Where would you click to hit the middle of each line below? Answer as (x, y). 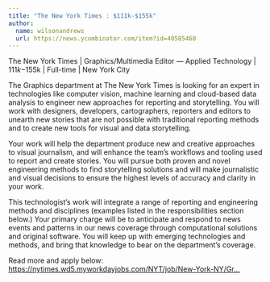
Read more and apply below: (56, 261)
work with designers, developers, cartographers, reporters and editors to (130, 111)
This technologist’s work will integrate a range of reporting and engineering (133, 202)
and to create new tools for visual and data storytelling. (100, 128)
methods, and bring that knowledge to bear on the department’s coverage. (132, 245)
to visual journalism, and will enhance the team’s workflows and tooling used (135, 152)
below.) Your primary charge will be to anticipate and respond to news (125, 219)
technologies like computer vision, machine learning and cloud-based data (132, 94)
